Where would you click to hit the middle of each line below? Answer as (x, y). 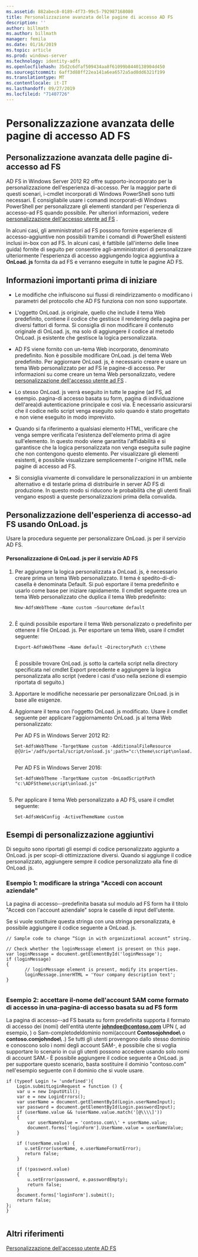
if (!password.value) (43, 1169)
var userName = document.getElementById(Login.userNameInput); (96, 1102)
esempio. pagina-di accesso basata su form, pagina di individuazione (99, 398)
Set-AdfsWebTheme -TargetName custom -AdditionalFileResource (93, 746)
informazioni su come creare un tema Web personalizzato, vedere (95, 374)
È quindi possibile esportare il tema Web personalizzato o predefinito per (103, 623)
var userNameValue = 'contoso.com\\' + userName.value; (98, 1122)
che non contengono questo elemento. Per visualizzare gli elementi (97, 454)
